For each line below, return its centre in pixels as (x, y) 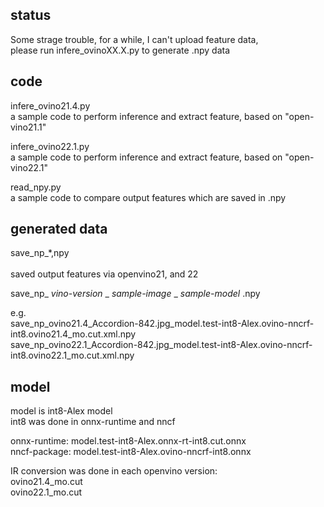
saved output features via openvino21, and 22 (104, 274)
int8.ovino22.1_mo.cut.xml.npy (72, 355)
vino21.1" (28, 127)
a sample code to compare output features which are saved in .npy (148, 197)
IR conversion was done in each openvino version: (114, 471)
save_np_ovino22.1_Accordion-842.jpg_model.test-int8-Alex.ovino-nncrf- (161, 345)
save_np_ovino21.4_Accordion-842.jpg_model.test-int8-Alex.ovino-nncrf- (162, 324)
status (31, 15)
